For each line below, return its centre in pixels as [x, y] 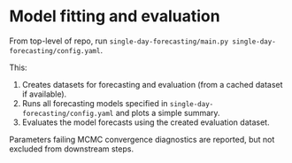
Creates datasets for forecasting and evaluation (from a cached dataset [152, 84]
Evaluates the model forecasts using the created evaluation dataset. [146, 122]
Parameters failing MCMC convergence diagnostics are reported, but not [142, 139]
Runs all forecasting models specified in [95, 103]
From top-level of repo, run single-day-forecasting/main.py [119, 41]
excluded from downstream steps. [72, 149]
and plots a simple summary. [168, 113]
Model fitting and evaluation [115, 16]
